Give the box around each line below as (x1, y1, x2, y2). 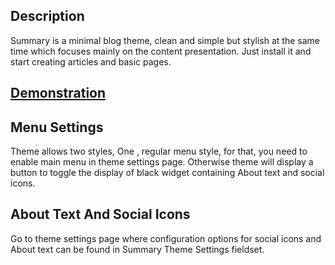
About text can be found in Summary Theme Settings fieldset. (10, 243, 265, 255)
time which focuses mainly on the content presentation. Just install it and (10, 45, 312, 57)
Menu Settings (10, 119, 104, 136)
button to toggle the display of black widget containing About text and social (10, 167, 325, 179)
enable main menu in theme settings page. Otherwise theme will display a (10, 156, 314, 168)
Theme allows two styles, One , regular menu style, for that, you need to (10, 145, 308, 158)
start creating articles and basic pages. (10, 55, 172, 68)
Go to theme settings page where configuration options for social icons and (10, 232, 322, 244)
